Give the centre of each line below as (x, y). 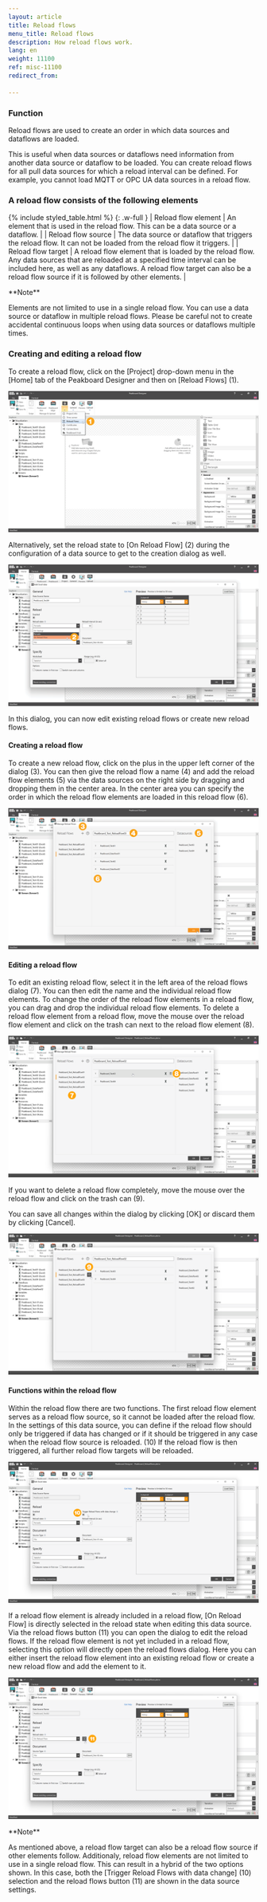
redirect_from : (33, 76)
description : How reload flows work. (71, 42)
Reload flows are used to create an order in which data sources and (119, 130)
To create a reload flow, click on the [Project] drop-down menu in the (121, 371)
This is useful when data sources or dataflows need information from (121, 154)
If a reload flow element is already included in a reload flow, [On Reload (125, 1616)
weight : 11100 (32, 59)
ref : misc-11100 (35, 68)
